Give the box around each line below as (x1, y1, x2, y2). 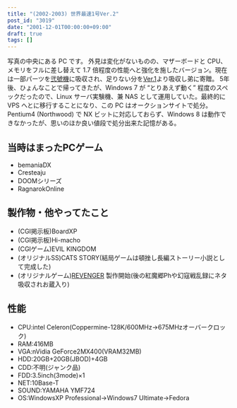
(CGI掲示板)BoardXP (17, 227, 78, 235)
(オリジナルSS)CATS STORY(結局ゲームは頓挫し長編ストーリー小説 (17, 253, 213, 262)
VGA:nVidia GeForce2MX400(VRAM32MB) (17, 347, 142, 356)
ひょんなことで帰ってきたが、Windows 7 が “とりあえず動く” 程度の (19, 83, 217, 92)
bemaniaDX (17, 161, 51, 169)
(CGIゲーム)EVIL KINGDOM (17, 245, 97, 253)
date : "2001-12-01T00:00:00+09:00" (7, 23, 112, 30)
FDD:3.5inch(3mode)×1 (17, 371, 85, 379)
